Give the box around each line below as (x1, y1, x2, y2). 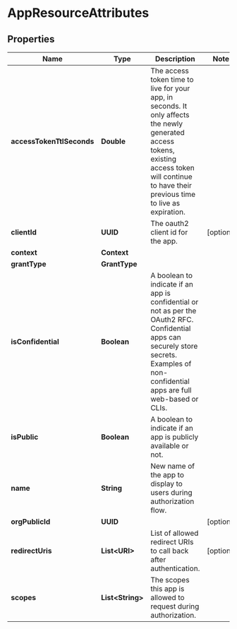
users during (150, 488, 193, 497)
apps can (150, 333, 181, 342)
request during (150, 601, 200, 611)
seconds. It (150, 101, 188, 111)
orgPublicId (11, 517, 51, 527)
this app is (150, 584, 185, 594)
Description (154, 54, 195, 64)
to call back (150, 546, 189, 556)
